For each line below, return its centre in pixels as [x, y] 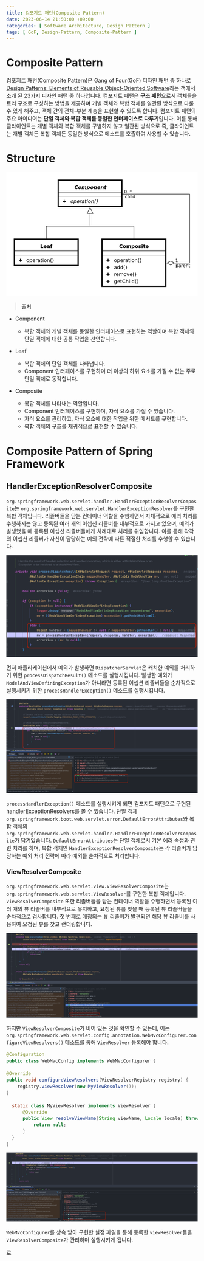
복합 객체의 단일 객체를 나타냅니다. [65, 363]
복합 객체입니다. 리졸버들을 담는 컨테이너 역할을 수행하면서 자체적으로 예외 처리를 [102, 516]
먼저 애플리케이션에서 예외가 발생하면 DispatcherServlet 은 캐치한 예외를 [93, 667]
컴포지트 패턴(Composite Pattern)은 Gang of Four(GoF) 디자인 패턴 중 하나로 [99, 81]
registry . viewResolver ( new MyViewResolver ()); [77, 1087]
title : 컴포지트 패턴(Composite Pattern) [56, 13]
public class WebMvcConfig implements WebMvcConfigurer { [81, 1061]
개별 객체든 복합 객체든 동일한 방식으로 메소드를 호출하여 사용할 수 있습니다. [102, 134]
